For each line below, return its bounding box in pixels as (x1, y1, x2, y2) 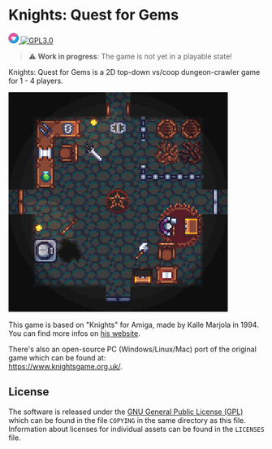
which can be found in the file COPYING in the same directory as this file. (8, 415, 246, 425)
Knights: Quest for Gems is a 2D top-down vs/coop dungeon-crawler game (8, 67, 261, 76)
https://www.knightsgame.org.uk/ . (8, 361, 123, 371)
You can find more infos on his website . (8, 328, 140, 338)
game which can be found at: (8, 352, 106, 363)
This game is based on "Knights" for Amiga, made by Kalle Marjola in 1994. (8, 320, 259, 329)
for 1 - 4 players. (8, 76, 63, 85)
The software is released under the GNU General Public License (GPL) (8, 407, 244, 416)
